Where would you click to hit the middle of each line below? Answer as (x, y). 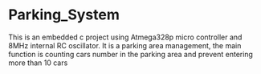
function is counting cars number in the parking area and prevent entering (130, 54)
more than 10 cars (38, 63)
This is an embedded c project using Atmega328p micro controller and (125, 37)
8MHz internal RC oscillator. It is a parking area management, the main (125, 45)
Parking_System (64, 15)
